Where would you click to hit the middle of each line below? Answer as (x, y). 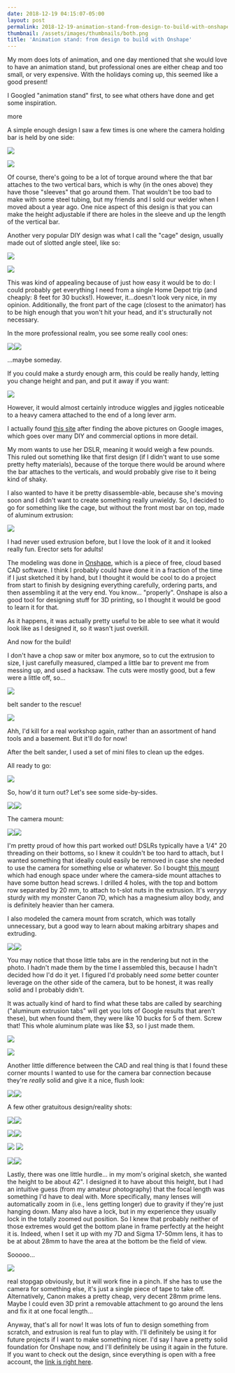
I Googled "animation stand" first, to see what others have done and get (111, 96)
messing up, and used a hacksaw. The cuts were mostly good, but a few (111, 670)
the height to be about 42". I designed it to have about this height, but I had (115, 1182)
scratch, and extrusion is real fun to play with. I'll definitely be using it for (112, 1332)
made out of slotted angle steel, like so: (64, 243)
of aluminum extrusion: (40, 515)
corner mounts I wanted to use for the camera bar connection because (109, 1073)
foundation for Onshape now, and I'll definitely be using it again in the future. (117, 1347)
